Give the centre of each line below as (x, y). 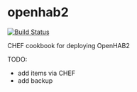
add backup (35, 80)
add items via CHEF (46, 73)
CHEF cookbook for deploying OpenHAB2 (68, 45)
